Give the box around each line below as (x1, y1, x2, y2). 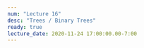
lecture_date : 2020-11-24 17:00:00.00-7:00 (7, 30, 138, 37)
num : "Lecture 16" (7, 10, 61, 18)
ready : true (7, 23, 42, 30)
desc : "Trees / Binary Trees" (7, 17, 97, 24)
